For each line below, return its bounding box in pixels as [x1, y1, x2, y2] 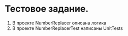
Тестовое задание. [5, 3, 89, 15]
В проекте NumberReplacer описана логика [12, 20, 107, 26]
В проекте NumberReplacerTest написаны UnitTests [12, 25, 123, 31]
